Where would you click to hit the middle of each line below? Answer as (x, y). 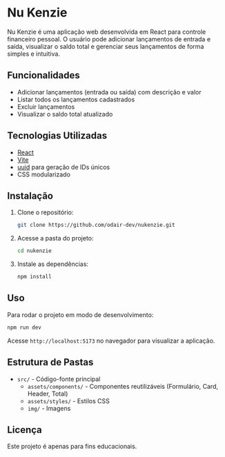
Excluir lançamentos (46, 106)
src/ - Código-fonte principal (59, 379)
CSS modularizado (44, 174)
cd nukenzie (34, 251)
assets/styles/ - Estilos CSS (69, 400)
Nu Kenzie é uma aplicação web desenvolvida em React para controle (107, 32)
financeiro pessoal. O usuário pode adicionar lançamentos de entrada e (109, 39)
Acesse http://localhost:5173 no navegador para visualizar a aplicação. (111, 341)
